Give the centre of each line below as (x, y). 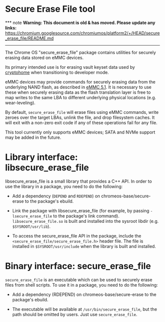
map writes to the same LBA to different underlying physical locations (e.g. (81, 97)
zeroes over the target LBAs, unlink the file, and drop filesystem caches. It (80, 117)
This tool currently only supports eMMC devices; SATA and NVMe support (80, 132)
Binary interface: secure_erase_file (78, 266)
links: (11, 27)
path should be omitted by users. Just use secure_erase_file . (75, 314)
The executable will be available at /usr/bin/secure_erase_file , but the (84, 309)
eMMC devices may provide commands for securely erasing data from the (80, 81)
